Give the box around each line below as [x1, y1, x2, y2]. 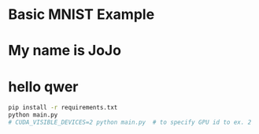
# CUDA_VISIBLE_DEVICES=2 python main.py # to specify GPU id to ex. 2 [8, 118, 252, 127]
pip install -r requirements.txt [8, 104, 118, 112]
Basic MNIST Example [8, 6, 155, 24]
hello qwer [8, 77, 79, 95]
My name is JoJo [8, 42, 122, 60]
